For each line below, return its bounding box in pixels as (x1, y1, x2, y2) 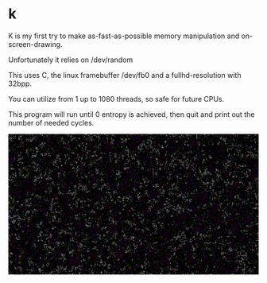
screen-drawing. (8, 39, 63, 48)
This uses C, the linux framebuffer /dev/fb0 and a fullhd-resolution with (8, 70, 242, 79)
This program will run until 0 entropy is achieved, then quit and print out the (8, 109, 255, 119)
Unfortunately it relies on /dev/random (8, 55, 133, 64)
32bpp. (8, 79, 32, 88)
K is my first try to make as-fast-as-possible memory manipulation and (8, 31, 240, 41)
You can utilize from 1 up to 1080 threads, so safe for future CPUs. (8, 94, 225, 103)
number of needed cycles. (8, 118, 95, 127)
